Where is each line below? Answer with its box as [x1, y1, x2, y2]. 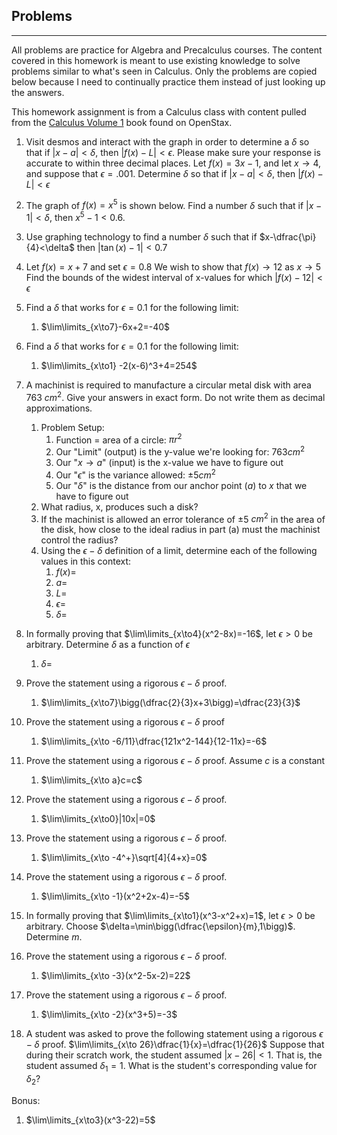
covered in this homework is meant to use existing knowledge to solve [11, 54, 301, 66]
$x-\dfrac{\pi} [259, 231, 317, 243]
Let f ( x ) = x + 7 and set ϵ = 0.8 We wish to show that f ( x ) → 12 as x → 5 [25, 261, 322, 273]
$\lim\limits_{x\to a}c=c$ [40, 774, 143, 786]
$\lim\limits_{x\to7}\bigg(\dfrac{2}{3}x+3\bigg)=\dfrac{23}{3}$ [40, 697, 301, 709]
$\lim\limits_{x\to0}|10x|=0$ [40, 813, 156, 825]
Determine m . [25, 931, 83, 943]
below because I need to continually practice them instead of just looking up [11, 75, 326, 88]
